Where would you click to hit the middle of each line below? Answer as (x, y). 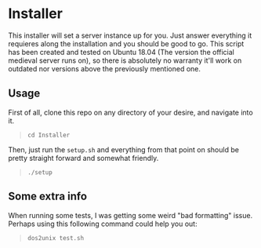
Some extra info (48, 197)
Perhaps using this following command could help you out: (103, 224)
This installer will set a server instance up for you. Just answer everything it (130, 35)
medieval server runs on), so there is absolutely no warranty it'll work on (125, 60)
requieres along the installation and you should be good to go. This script (126, 43)
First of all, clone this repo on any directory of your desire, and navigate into (130, 112)
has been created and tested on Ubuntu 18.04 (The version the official (121, 52)
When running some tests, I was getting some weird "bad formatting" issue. (130, 215)
